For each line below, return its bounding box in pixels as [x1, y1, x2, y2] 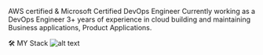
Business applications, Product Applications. [8, 23, 152, 32]
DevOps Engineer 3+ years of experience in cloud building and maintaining [8, 15, 251, 24]
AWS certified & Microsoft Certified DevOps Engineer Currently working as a [8, 7, 256, 15]
